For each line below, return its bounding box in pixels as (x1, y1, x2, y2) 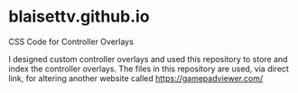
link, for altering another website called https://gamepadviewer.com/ (8, 72, 264, 83)
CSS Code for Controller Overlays (8, 36, 135, 47)
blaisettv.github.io (8, 6, 150, 27)
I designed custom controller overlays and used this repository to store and (8, 53, 288, 64)
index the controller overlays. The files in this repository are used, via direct (8, 63, 290, 74)
